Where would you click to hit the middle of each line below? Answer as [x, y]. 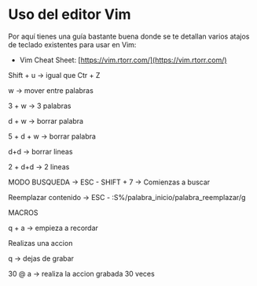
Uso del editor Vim [70, 15]
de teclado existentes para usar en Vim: [72, 44]
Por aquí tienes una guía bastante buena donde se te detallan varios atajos [129, 36]
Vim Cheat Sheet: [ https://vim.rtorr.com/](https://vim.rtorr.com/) [123, 60]
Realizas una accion [40, 243]
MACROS [23, 212]
